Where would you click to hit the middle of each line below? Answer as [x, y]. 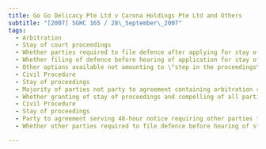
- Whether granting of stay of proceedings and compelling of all [127, 97]
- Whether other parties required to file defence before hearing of [132, 126]
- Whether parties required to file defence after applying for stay [132, 52]
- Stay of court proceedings [63, 45]
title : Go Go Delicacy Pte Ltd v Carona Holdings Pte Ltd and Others [125, 15]
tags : [17, 30]
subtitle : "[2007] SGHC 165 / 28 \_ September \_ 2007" [95, 23]
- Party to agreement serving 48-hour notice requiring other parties [134, 119]
